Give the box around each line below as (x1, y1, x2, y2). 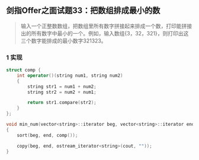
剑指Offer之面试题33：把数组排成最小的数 (6, 5, 161, 16)
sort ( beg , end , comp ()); (17, 132, 78, 138)
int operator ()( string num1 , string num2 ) (17, 73, 123, 79)
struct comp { (6, 67, 41, 73)
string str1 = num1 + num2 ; (27, 83, 97, 90)
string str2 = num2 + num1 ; (27, 89, 97, 95)
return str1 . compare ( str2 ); (27, 100, 97, 106)
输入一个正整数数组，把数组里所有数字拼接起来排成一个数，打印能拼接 (20, 22, 192, 30)
